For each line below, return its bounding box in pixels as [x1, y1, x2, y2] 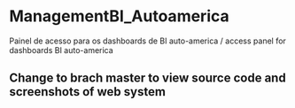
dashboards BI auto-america [9, 44, 113, 55]
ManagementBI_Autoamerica [9, 6, 229, 27]
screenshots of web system [9, 84, 167, 99]
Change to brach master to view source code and [9, 71, 286, 86]
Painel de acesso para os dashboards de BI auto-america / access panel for [9, 35, 286, 46]
